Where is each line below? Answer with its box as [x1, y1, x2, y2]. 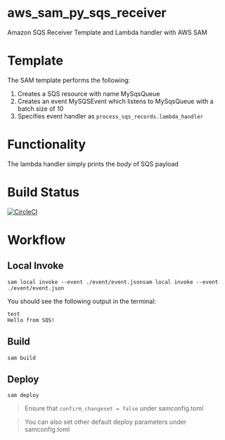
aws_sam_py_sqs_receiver [7, 5, 167, 21]
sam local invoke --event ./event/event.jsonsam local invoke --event [7, 279, 219, 286]
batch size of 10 [17, 104, 64, 113]
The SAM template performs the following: [7, 76, 131, 84]
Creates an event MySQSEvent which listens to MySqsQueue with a [17, 97, 214, 105]
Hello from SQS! [7, 316, 55, 324]
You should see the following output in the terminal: [7, 297, 157, 305]
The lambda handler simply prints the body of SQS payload [7, 159, 179, 168]
